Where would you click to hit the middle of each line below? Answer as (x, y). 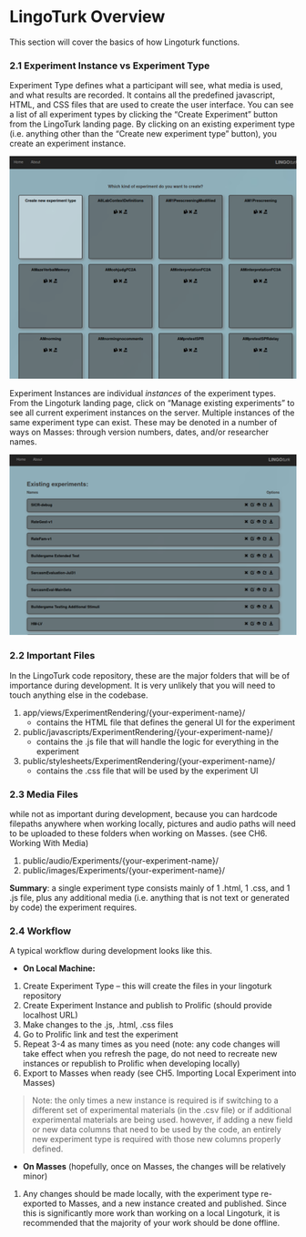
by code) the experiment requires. (73, 907)
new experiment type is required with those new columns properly (156, 1140)
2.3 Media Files (44, 794)
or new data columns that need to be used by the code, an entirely (157, 1130)
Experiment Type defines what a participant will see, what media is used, (146, 86)
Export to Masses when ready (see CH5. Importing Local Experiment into (159, 1073)
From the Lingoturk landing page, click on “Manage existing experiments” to (152, 404)
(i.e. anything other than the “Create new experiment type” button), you (143, 134)
